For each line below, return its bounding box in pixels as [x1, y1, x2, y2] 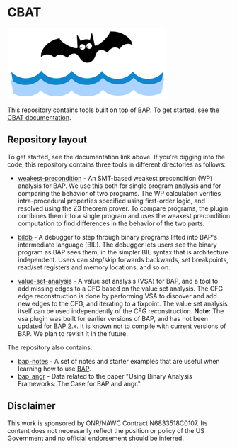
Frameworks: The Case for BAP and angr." [17, 379, 141, 388]
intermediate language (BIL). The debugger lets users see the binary [17, 240, 217, 249]
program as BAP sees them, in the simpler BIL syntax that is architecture [17, 247, 229, 256]
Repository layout [7, 134, 87, 146]
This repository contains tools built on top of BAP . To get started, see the [7, 106, 220, 114]
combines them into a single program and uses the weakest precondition [17, 211, 231, 220]
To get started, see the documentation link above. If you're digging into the [7, 152, 225, 161]
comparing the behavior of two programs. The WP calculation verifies [17, 189, 221, 197]
